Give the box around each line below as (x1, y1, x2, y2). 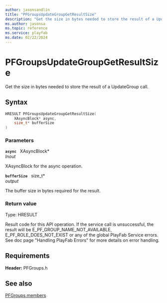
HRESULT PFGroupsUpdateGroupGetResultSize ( (5, 111, 97, 116)
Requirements (5, 252, 50, 260)
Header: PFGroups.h (5, 265, 48, 271)
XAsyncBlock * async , (14, 116, 57, 121)
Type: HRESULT (5, 211, 38, 217)
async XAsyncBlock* (5, 148, 50, 154)
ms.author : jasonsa (5, 21, 46, 26)
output (5, 178, 19, 184)
